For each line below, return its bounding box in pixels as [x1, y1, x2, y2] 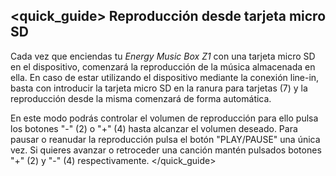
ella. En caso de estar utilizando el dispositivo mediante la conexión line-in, [10, 71, 320, 83]
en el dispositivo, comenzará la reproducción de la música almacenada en [10, 60, 316, 73]
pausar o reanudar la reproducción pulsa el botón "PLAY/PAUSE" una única [10, 133, 321, 145]
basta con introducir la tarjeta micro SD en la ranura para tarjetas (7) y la [10, 82, 308, 94]
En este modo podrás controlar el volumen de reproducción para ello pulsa [10, 112, 319, 124]
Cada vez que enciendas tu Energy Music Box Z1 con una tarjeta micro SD [10, 50, 316, 62]
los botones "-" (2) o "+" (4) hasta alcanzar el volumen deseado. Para [10, 122, 298, 134]
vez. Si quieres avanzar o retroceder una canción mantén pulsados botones [10, 144, 322, 156]
